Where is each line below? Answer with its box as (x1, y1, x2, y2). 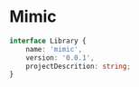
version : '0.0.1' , (25, 53, 95, 63)
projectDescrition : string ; (25, 62, 131, 71)
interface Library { (9, 36, 88, 45)
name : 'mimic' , (25, 44, 83, 53)
